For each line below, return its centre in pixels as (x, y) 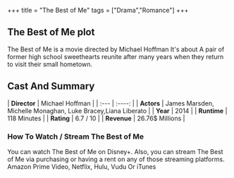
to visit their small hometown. (50, 64)
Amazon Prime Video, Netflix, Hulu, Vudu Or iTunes (82, 166)
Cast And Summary (51, 86)
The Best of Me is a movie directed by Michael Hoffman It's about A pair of (116, 49)
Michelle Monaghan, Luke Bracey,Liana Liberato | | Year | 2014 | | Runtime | (117, 110)
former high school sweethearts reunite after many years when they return (116, 56)
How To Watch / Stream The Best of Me (76, 136)
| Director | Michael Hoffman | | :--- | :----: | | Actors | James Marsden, (111, 103)
